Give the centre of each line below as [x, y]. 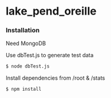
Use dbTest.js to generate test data [50, 55]
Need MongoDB [26, 43]
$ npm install [24, 89]
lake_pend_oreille [51, 11]
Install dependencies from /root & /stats [56, 78]
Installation [23, 30]
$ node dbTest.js [28, 66]
